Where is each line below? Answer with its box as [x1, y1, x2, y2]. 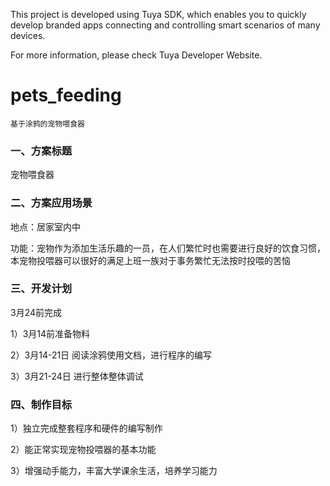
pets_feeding [10, 84, 122, 107]
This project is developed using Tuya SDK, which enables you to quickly [10, 9, 307, 20]
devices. [10, 30, 46, 41]
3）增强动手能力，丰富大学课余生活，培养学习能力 [10, 465, 218, 477]
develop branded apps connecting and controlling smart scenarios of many [10, 19, 321, 31]
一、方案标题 [10, 144, 73, 158]
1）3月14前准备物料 [10, 327, 91, 339]
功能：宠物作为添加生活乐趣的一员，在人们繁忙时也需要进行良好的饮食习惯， [10, 242, 326, 254]
